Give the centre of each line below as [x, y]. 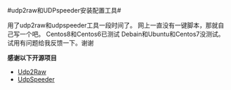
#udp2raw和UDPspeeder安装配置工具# [64, 10]
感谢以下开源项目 [32, 58]
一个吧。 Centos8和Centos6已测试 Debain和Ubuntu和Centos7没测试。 [122, 34]
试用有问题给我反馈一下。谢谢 [50, 43]
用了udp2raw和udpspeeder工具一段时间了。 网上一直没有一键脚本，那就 [113, 25]
